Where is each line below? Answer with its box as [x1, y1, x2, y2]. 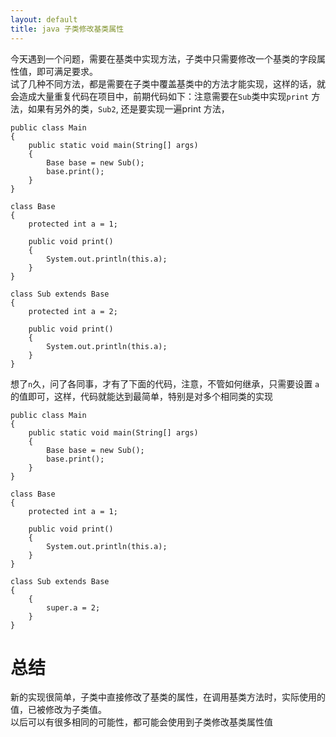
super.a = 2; [46, 602, 101, 613]
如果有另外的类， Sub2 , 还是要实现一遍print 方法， [27, 102, 230, 115]
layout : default [10, 14, 78, 25]
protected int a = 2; [28, 306, 118, 316]
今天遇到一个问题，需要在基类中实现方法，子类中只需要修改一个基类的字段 [10, 52, 317, 65]
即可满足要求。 [36, 65, 98, 77]
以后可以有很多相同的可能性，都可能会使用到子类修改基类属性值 [10, 716, 273, 728]
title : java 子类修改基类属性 [10, 24, 125, 34]
